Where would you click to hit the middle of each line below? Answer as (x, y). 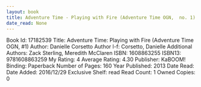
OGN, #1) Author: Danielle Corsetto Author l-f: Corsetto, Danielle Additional (99, 47)
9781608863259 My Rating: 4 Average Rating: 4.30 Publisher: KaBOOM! (96, 60)
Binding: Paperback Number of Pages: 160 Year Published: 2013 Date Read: (100, 66)
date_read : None (27, 23)
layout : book (23, 12)
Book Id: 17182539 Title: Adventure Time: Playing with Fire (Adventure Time (100, 40)
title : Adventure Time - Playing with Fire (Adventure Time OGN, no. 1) (101, 18)
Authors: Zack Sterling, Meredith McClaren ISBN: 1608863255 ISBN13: (94, 53)
